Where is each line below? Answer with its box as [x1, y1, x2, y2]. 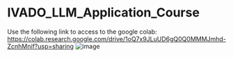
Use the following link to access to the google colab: [7, 27, 158, 36]
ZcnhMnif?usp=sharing [7, 42, 74, 50]
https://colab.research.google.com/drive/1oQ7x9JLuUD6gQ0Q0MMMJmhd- [7, 34, 226, 43]
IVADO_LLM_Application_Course [7, 5, 200, 21]
